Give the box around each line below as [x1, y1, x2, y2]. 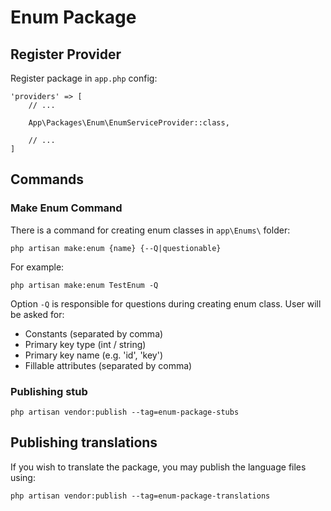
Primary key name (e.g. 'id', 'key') [24, 349, 164, 361]
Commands [10, 171, 85, 188]
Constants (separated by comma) [24, 327, 164, 340]
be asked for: [10, 308, 65, 320]
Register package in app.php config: [10, 72, 158, 84]
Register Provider [10, 46, 122, 63]
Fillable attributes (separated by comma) [24, 359, 193, 371]
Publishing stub [10, 384, 88, 398]
